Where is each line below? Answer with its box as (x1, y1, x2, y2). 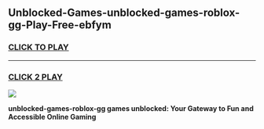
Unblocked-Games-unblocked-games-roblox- (8, 6, 240, 20)
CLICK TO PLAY (8, 42, 69, 53)
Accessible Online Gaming (8, 112, 97, 121)
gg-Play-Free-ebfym (8, 19, 112, 32)
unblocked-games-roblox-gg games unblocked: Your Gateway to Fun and (8, 103, 254, 113)
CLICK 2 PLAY (8, 71, 63, 82)
